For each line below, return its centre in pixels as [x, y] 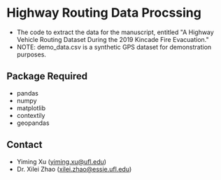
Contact [24, 145]
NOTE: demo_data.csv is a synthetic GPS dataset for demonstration [114, 47]
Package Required [47, 76]
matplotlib [31, 108]
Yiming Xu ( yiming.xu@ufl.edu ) [61, 161]
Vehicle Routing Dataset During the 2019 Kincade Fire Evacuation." [113, 39]
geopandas [33, 123]
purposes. [31, 54]
